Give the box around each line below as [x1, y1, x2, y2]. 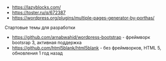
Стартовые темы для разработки [4, 24, 75, 30]
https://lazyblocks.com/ [11, 4, 61, 10]
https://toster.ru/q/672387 [11, 9, 66, 15]
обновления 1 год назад [11, 50, 63, 56]
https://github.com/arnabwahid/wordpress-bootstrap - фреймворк [11, 34, 150, 40]
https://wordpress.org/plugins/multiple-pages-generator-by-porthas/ [11, 15, 154, 20]
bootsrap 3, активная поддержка [11, 39, 82, 45]
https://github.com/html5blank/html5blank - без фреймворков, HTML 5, [11, 45, 161, 50]
